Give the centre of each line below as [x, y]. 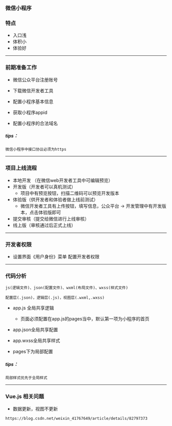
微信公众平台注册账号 [35, 79]
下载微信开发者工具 [33, 90]
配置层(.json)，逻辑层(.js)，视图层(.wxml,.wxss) [55, 298]
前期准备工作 [21, 68]
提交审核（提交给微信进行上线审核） [51, 218]
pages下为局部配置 [33, 352]
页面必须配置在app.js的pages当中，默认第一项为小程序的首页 [85, 319]
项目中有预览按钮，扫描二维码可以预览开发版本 [70, 193]
